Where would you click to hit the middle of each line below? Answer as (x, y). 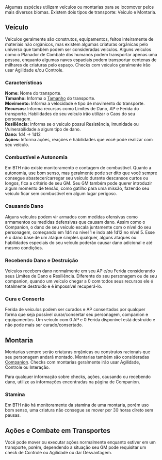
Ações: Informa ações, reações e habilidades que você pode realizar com (79, 140)
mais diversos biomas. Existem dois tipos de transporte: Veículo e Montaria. (81, 12)
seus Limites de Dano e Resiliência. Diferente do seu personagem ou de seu (81, 276)
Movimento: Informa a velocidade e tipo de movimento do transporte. (75, 103)
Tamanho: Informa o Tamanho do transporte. (50, 99)
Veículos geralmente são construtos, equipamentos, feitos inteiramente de (79, 39)
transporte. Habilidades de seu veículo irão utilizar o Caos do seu (70, 114)
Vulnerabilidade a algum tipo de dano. (43, 129)
